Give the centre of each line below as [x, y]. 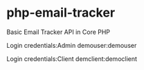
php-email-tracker [61, 13]
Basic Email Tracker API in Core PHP [58, 32]
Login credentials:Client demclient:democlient [72, 59]
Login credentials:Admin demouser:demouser [72, 45]
